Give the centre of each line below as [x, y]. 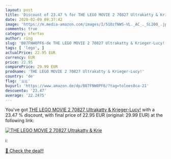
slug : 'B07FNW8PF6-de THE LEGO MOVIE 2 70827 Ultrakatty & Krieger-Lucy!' [86, 43]
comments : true [21, 29]
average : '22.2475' [26, 95]
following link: [20, 121]
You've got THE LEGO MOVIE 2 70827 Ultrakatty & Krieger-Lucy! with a [80, 110]
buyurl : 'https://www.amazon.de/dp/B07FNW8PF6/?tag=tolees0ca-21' [77, 86]
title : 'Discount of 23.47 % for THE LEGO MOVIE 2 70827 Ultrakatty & [82, 15]
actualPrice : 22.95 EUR [31, 52]
